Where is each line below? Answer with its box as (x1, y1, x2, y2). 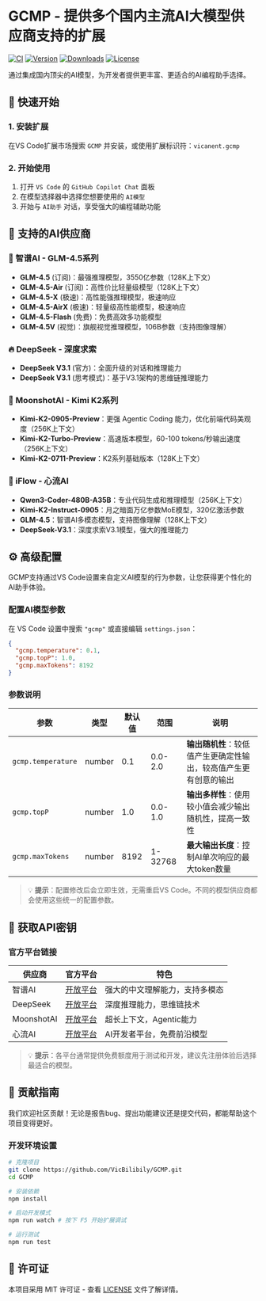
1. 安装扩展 (8, 121, 49, 132)
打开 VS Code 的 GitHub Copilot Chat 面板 (19, 181, 155, 191)
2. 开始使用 (8, 162, 51, 173)
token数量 (194, 864, 232, 875)
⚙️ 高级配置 (8, 550, 62, 563)
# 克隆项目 (8, 1158, 40, 1166)
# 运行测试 (8, 1231, 40, 1239)
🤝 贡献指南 (8, 1086, 59, 1099)
